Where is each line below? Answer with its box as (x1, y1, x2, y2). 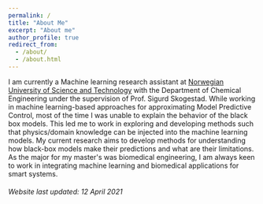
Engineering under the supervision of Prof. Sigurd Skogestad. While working (8, 94, 256, 103)
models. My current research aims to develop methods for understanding (8, 135, 246, 145)
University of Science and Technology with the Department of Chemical (8, 85, 242, 95)
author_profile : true (8, 33, 80, 42)
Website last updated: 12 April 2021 (8, 187, 124, 197)
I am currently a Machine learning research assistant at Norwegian (8, 76, 224, 87)
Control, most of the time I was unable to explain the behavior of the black (8, 110, 248, 120)
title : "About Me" (8, 19, 69, 27)
